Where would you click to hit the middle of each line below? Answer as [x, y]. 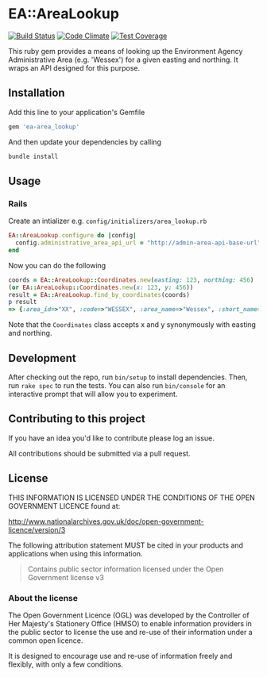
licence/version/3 [37, 529]
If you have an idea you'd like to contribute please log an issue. [111, 438]
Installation [37, 93]
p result [23, 302]
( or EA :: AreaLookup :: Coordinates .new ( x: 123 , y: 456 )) [101, 287]
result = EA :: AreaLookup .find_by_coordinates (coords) [99, 294]
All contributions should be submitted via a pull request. [99, 453]
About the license [43, 598]
